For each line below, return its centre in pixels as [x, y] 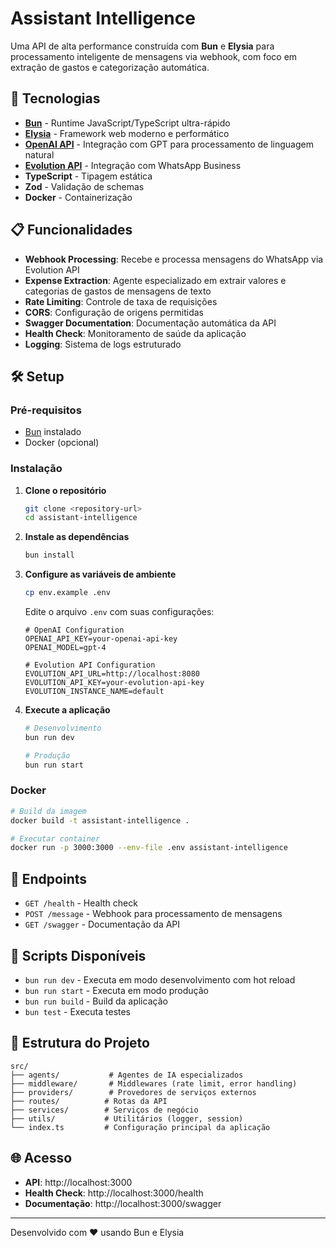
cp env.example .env [67, 593]
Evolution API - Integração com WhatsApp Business [133, 165]
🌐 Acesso [41, 1158]
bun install [49, 555]
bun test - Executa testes [78, 1011]
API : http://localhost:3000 [78, 1182]
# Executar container [55, 838]
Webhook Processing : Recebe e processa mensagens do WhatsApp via [174, 259]
